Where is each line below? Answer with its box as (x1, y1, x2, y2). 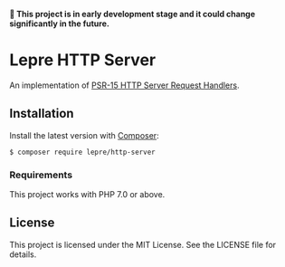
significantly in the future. (9, 18, 110, 29)
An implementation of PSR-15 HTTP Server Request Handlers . (9, 80, 240, 91)
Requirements (9, 168, 73, 181)
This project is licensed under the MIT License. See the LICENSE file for (9, 239, 277, 250)
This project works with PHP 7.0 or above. (9, 189, 166, 200)
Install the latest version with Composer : (9, 129, 160, 140)
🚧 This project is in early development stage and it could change (9, 9, 256, 19)
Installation (9, 106, 74, 121)
